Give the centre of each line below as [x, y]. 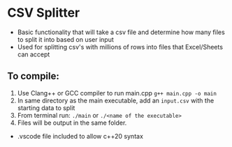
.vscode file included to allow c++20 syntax [80, 136]
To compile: [33, 76]
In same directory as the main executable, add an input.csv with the [116, 100]
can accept [34, 54]
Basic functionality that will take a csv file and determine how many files [121, 32]
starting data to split [46, 108]
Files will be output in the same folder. [72, 123]
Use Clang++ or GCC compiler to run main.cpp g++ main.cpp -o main [117, 93]
